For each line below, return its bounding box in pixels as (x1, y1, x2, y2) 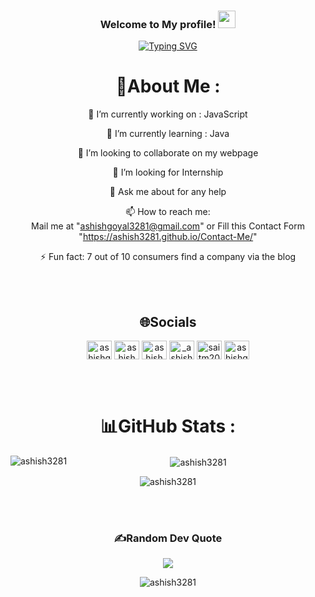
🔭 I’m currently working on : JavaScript (88, 108, 248, 120)
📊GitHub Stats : (99, 415, 237, 438)
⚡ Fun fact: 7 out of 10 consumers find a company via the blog (39, 251, 297, 263)
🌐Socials (139, 313, 197, 330)
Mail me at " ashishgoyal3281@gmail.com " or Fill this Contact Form (31, 220, 305, 232)
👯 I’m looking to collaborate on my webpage (77, 147, 259, 159)
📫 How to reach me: (125, 206, 211, 218)
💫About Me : (115, 75, 221, 98)
